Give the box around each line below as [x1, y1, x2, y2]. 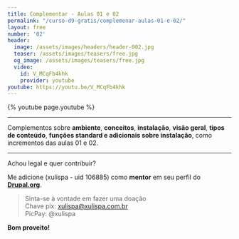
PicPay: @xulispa [24, 210, 76, 218]
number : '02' [7, 30, 46, 38]
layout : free [7, 24, 46, 31]
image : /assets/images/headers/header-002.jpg [14, 44, 154, 51]
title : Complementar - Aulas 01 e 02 [7, 10, 119, 18]
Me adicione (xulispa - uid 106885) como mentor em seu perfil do [7, 173, 201, 182]
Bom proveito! [7, 223, 51, 232]
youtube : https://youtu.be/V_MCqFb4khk [7, 83, 126, 91]
